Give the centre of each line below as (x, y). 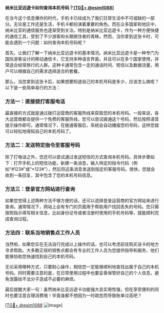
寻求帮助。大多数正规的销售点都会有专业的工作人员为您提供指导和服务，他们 (82, 250)
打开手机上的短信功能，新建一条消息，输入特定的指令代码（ (73, 163)
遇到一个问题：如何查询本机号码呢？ (50, 42)
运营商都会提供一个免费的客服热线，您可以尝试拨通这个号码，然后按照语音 (84, 119)
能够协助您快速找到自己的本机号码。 (41, 256)
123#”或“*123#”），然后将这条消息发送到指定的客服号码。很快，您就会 (84, 169)
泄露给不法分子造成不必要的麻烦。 (43, 279)
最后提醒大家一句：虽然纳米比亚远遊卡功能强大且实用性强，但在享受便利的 (80, 290)
